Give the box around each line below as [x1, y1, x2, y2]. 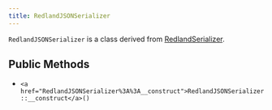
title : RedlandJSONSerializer [8, 11, 111, 20]
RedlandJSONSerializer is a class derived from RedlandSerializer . [8, 34, 225, 44]
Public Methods [8, 57, 90, 71]
